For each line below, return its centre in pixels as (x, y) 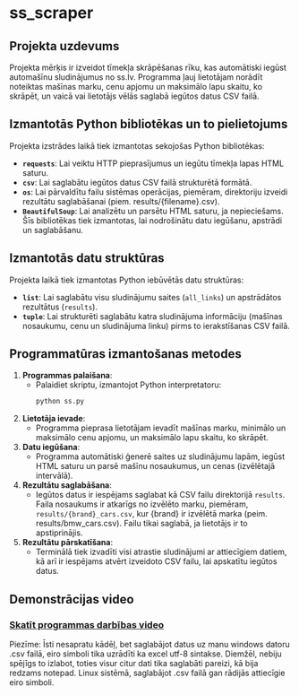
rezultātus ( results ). (60, 307)
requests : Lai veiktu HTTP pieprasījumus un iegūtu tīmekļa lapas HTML (153, 163)
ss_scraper (51, 13)
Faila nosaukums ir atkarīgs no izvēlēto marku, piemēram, (142, 504)
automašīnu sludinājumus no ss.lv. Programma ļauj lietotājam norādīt (136, 77)
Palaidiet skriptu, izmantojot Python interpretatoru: (128, 385)
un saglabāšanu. (52, 230)
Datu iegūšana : (51, 447)
